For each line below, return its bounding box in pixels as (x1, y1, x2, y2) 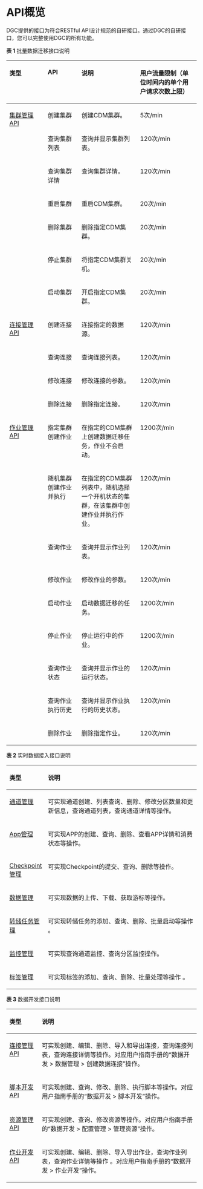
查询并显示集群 (81, 134, 124, 143)
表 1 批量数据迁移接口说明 (6, 47, 70, 54)
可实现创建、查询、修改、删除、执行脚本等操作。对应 (42, 1083, 193, 1091)
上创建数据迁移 (81, 432, 124, 441)
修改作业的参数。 (81, 575, 130, 584)
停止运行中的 (81, 631, 118, 640)
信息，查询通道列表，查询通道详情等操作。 (54, 806, 175, 814)
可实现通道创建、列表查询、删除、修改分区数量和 (48, 797, 187, 805)
